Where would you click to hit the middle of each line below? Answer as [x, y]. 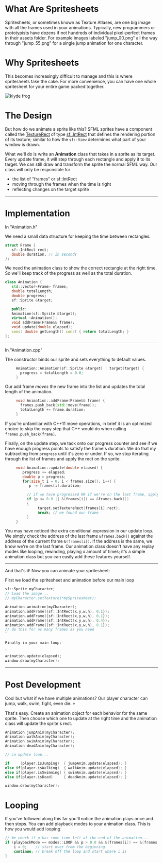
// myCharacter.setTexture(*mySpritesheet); [51, 598]
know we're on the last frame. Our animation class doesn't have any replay [80, 546]
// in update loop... [27, 755]
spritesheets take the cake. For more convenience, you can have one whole [81, 81]
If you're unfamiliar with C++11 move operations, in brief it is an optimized [78, 423]
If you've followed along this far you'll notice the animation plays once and [79, 819]
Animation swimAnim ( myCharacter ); [40, 741]
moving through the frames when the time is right [61, 184]
